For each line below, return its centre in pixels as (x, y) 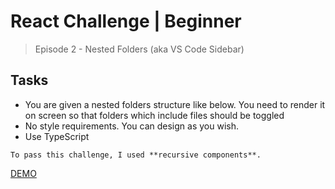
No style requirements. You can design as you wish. (131, 126)
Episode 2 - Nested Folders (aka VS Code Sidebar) (139, 49)
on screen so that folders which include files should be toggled (154, 115)
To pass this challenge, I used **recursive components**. (136, 155)
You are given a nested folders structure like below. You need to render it (175, 104)
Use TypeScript (57, 136)
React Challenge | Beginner (126, 21)
